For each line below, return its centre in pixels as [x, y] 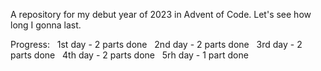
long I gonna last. [46, 25]
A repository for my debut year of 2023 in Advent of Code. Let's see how [161, 14]
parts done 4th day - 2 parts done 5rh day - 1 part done [129, 55]
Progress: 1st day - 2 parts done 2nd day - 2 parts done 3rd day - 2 [156, 44]
